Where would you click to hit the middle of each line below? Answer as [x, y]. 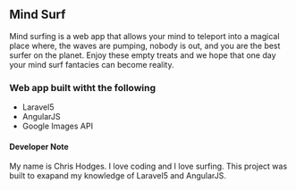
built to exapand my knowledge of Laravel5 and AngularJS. [118, 176]
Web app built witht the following [83, 87]
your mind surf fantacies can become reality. [92, 64]
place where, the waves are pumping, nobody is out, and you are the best [145, 45]
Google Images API [58, 126]
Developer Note [39, 146]
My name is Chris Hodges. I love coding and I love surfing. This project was [148, 166]
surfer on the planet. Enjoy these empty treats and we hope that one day [143, 55]
